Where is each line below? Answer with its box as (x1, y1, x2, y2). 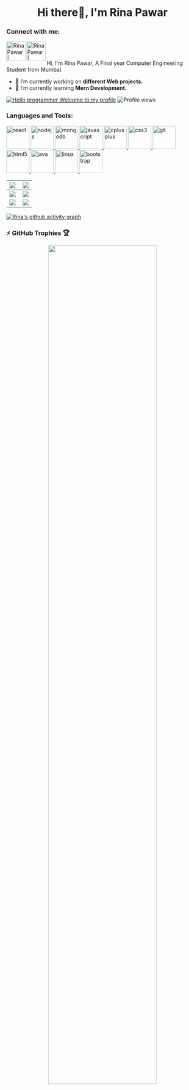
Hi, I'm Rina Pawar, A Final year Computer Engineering (46, 59, 184, 67)
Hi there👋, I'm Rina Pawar (37, 6, 168, 20)
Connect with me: (6, 28, 60, 36)
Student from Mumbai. (6, 66, 63, 73)
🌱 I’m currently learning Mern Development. (15, 84, 127, 92)
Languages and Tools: (6, 111, 73, 120)
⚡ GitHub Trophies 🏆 (6, 229, 70, 237)
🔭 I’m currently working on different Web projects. (15, 78, 143, 85)
